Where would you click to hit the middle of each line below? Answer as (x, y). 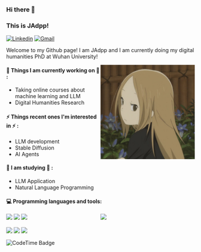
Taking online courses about (50, 90)
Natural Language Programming (54, 187)
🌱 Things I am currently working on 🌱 (53, 70)
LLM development (37, 141)
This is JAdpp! (28, 25)
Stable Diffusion (35, 148)
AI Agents (27, 154)
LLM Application (35, 181)
